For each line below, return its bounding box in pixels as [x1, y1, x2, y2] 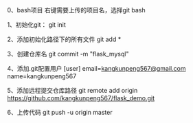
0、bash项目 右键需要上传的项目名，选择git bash [7, 6, 146, 14]
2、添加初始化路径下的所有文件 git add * [7, 35, 122, 43]
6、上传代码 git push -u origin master [7, 109, 113, 116]
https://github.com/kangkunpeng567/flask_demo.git [7, 94, 155, 102]
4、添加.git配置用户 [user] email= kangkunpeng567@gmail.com [7, 65, 186, 72]
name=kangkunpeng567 [7, 72, 77, 80]
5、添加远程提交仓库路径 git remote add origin [7, 87, 138, 94]
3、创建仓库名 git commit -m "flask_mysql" [7, 50, 129, 58]
